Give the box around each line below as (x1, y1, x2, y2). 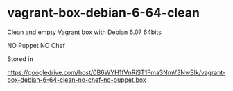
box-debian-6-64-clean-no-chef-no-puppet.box (7, 75, 147, 84)
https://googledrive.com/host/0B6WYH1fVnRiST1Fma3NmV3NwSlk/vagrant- (7, 68, 226, 76)
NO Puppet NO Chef (7, 41, 66, 49)
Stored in (7, 54, 33, 63)
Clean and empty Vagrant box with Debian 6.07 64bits (7, 28, 162, 36)
